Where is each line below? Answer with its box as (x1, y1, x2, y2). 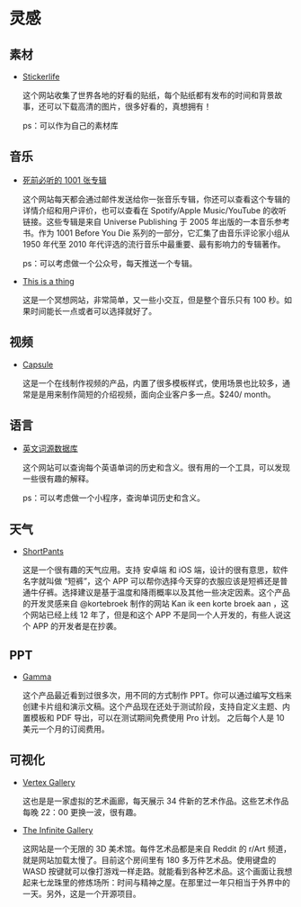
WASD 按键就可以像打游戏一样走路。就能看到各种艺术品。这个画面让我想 (22, 866, 293, 876)
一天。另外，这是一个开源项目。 (22, 888, 141, 899)
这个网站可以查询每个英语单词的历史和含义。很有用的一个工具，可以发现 (22, 462, 290, 473)
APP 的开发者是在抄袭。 (32, 621, 122, 632)
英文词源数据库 (22, 443, 78, 454)
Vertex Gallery (22, 777, 75, 787)
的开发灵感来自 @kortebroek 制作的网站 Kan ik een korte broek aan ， (22, 598, 281, 609)
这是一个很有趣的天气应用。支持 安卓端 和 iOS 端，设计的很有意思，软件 (22, 564, 289, 576)
